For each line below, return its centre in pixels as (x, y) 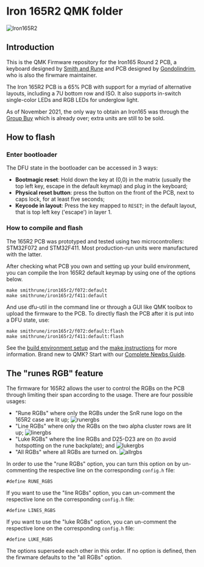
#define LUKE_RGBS (30, 539)
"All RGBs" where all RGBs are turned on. (66, 452)
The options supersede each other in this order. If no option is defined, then (101, 551)
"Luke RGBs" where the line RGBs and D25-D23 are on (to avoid (96, 439)
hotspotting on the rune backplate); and (65, 445)
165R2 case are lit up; (42, 419)
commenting (22, 470)
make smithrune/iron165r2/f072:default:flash (65, 331)
